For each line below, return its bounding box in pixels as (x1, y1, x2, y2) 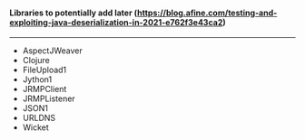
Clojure (22, 55, 50, 66)
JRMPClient (22, 84, 67, 95)
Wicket (22, 122, 50, 133)
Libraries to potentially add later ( (9, 7, 138, 18)
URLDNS (22, 113, 56, 124)
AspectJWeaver (22, 45, 84, 56)
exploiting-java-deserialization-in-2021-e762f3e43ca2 (9, 16, 223, 27)
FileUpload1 (22, 64, 67, 76)
